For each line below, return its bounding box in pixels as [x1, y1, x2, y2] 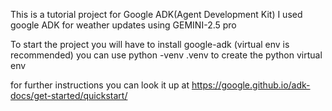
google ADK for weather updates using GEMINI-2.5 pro [10, 19, 237, 31]
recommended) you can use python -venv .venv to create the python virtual [10, 49, 323, 61]
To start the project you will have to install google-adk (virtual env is [10, 39, 290, 50]
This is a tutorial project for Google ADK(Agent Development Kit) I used [10, 9, 303, 20]
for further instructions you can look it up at [10, 79, 190, 91]
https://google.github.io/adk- [191, 79, 311, 91]
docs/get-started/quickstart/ [10, 90, 128, 101]
